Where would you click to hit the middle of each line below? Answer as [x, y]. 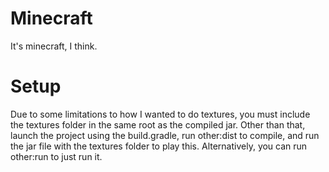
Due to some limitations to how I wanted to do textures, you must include [160, 114]
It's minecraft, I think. [54, 46]
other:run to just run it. [56, 156]
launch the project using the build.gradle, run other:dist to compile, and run [165, 135]
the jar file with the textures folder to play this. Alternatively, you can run [159, 146]
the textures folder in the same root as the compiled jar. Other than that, [158, 124]
